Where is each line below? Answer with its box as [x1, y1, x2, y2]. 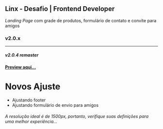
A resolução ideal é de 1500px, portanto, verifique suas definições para [5, 113, 149, 119]
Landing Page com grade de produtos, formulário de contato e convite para [5, 17, 157, 23]
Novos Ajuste [5, 81, 61, 92]
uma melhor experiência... [5, 118, 57, 124]
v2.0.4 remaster [5, 52, 39, 58]
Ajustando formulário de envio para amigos [12, 102, 98, 108]
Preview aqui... [5, 64, 36, 70]
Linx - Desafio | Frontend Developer [5, 5, 115, 13]
